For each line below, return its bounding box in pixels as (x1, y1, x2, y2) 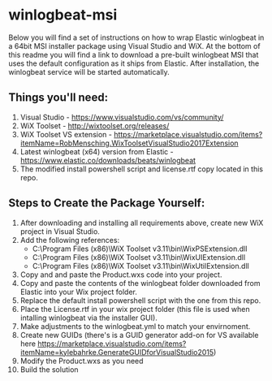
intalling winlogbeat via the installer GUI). (19, 313, 158, 323)
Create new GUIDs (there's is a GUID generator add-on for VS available (19, 330, 259, 340)
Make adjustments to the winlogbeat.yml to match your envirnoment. (19, 321, 251, 331)
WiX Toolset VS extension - (19, 129, 112, 139)
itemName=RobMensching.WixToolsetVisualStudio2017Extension (19, 138, 239, 148)
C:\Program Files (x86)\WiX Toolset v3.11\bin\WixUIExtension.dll (32, 252, 246, 262)
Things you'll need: (8, 91, 108, 105)
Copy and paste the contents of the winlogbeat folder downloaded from (19, 278, 261, 288)
